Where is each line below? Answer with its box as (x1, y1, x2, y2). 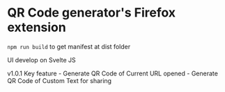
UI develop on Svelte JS (7, 55, 77, 64)
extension (7, 19, 66, 35)
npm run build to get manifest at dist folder (7, 42, 131, 50)
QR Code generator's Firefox (7, 5, 176, 21)
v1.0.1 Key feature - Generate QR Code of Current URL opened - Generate (7, 69, 218, 77)
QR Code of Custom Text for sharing (7, 76, 112, 84)
